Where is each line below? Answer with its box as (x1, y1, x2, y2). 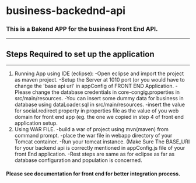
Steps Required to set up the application (6, 49, 155, 59)
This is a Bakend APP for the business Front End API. (6, 25, 158, 33)
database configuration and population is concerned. (14, 157, 142, 164)
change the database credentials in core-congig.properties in (32, 89, 180, 96)
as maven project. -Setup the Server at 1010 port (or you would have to (14, 76, 185, 83)
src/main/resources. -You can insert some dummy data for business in (14, 95, 184, 102)
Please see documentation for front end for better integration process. (6, 170, 181, 177)
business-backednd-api (6, 4, 126, 17)
